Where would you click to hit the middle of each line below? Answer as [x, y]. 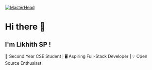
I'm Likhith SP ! [28, 44]
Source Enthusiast [23, 63]
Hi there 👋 [25, 27]
